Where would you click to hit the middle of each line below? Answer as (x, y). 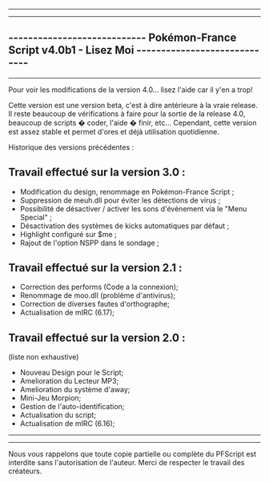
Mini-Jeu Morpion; (50, 398)
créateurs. (25, 471)
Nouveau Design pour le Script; (72, 372)
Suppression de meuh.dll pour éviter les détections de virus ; (120, 200)
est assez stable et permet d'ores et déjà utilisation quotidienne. (114, 131)
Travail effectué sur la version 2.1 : (95, 268)
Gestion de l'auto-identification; (72, 407)
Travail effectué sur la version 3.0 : (97, 173)
